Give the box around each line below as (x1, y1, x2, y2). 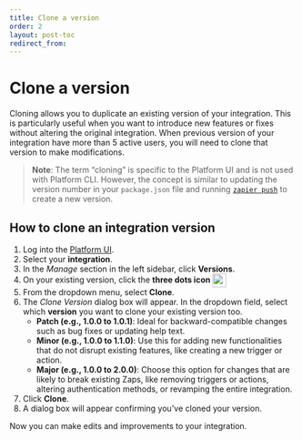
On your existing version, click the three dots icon (22, 274, 211, 285)
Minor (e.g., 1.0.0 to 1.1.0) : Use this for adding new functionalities (35, 335, 282, 346)
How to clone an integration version (9, 220, 216, 235)
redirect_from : (9, 38, 67, 48)
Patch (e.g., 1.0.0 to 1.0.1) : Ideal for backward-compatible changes (35, 316, 288, 326)
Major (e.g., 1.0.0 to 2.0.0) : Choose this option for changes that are (35, 364, 290, 374)
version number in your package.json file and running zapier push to (31, 184, 288, 195)
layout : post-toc (9, 30, 75, 39)
